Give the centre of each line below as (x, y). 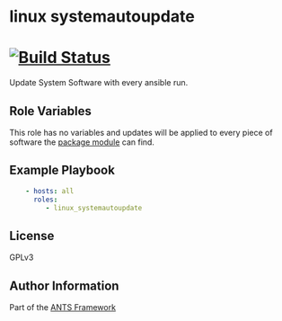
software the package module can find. (82, 142)
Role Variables (50, 111)
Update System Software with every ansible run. (99, 83)
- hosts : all (50, 191)
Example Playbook (62, 170)
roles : (45, 200)
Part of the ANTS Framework (63, 307)
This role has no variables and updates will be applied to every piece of (141, 132)
